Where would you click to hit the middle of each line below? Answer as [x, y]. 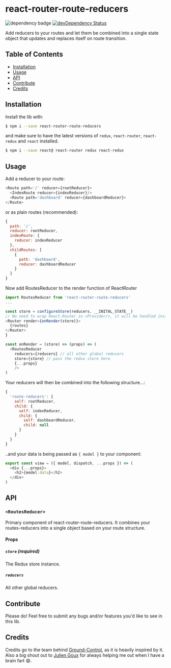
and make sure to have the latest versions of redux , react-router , [74, 136]
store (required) [22, 551]
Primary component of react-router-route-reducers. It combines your [78, 522]
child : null [36, 425]
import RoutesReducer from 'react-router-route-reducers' [68, 298]
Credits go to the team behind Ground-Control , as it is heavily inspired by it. [84, 650]
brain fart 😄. [19, 660]
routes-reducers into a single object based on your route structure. [75, 528]
